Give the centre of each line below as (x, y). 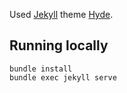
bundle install (41, 69)
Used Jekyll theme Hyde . (61, 14)
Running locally (59, 45)
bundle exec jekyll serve (63, 77)
